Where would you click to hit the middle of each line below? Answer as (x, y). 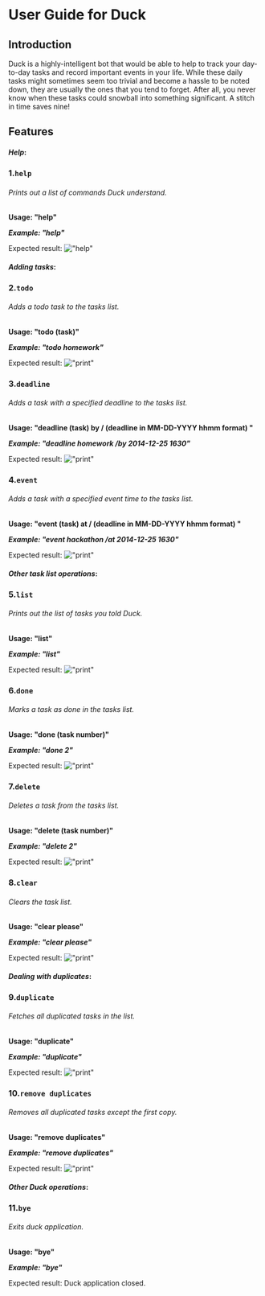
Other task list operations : (53, 574)
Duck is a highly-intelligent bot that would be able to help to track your (124, 64)
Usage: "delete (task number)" (61, 831)
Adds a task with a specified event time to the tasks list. (101, 499)
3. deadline (29, 384)
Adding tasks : (32, 266)
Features (31, 132)
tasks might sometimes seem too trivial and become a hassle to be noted (129, 81)
